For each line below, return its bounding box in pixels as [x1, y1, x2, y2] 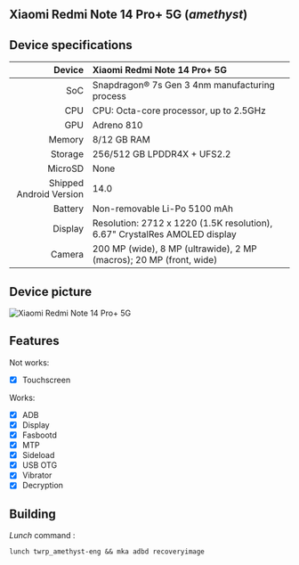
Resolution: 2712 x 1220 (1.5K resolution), [92, 217, 273, 230]
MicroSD [47, 162, 85, 175]
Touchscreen [21, 374, 71, 385]
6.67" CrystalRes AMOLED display [92, 228, 238, 241]
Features [9, 333, 60, 348]
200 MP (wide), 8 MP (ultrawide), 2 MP [92, 242, 258, 255]
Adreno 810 [92, 119, 143, 132]
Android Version [16, 188, 85, 201]
